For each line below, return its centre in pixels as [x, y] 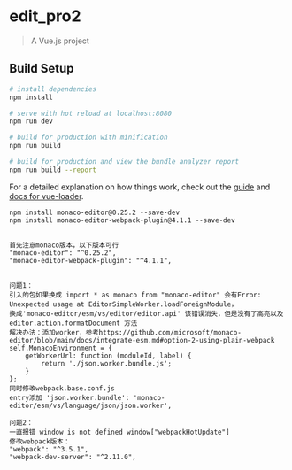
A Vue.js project [60, 41]
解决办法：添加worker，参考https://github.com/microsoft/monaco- [125, 332]
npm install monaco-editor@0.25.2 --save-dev [94, 212]
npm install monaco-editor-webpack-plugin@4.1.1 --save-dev [123, 220]
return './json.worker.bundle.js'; [107, 363]
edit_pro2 [45, 16]
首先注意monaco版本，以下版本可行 [64, 245]
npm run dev [31, 121]
